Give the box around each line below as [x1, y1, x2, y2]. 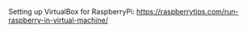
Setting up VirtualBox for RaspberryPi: [8, 7, 135, 16]
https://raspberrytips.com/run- [136, 7, 240, 16]
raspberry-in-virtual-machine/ [8, 15, 109, 25]
